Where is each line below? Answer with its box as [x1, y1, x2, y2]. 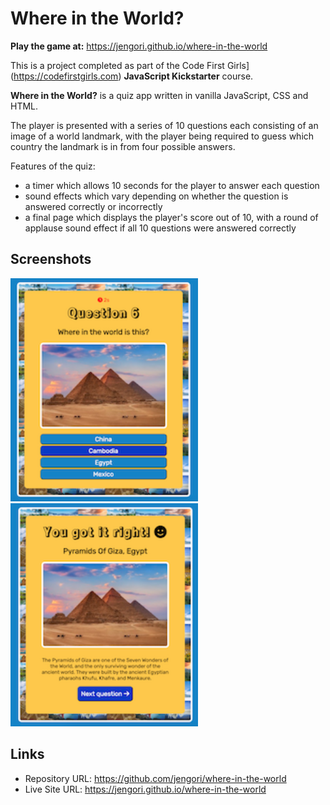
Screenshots [10, 251, 92, 268]
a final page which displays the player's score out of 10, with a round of [24, 211, 319, 223]
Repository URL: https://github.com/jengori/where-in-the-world [24, 772, 287, 784]
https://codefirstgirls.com [13, 70, 119, 82]
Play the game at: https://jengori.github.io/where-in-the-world [10, 40, 268, 52]
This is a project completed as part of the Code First [10, 59, 225, 71]
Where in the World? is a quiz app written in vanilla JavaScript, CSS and [10, 89, 309, 101]
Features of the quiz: [10, 160, 96, 172]
